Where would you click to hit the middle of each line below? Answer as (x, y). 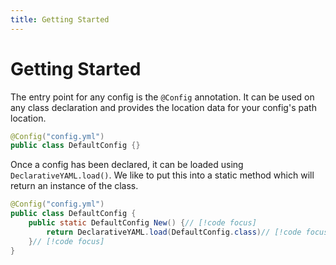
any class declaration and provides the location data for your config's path (163, 107)
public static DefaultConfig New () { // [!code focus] (142, 223)
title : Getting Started (60, 19)
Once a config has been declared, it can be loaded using (127, 165)
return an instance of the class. (74, 186)
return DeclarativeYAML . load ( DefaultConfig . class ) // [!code (174, 232)
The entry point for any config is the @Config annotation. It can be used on (162, 97)
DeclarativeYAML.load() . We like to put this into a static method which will (162, 175)
